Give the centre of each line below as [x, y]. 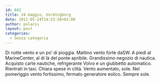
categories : [18, 33]
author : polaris [22, 24]
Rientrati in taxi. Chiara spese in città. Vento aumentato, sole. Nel [72, 68]
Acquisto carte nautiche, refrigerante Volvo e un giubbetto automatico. [79, 63]
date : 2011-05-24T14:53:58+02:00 [40, 19]
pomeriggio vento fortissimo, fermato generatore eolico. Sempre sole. [78, 74]
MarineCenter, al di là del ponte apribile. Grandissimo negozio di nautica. [81, 58]
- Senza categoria [29, 38]
